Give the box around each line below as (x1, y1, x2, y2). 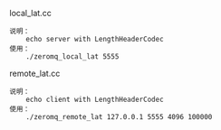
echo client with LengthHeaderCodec (25, 95, 165, 104)
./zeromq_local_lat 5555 (25, 52, 120, 61)
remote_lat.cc (9, 68, 61, 79)
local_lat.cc (9, 8, 52, 18)
